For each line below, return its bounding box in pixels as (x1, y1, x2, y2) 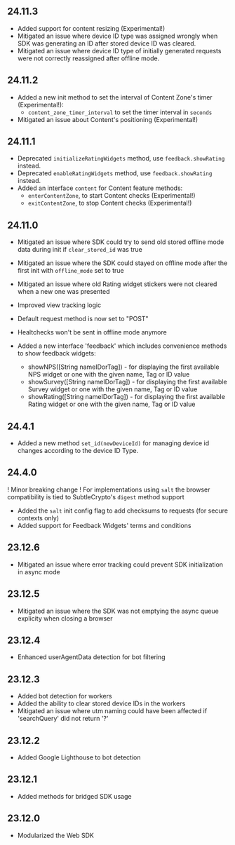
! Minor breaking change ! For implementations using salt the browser (7, 485, 210, 494)
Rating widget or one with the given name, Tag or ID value (27, 400, 196, 409)
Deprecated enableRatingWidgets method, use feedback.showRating (17, 169, 213, 177)
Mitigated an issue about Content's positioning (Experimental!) (17, 115, 199, 123)
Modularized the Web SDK (17, 831, 95, 839)
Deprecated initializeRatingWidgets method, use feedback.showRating (17, 154, 225, 163)
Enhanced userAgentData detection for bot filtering (17, 653, 166, 661)
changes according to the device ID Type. (17, 447, 139, 455)
